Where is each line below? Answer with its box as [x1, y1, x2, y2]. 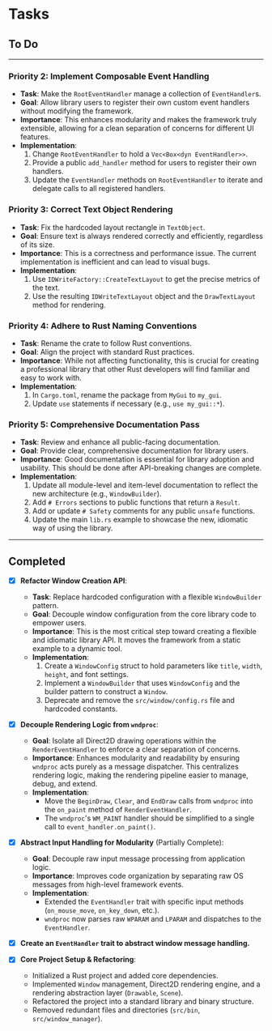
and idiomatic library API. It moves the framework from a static [32, 635, 241, 645]
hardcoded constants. [44, 704, 118, 714]
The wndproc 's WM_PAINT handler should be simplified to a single [44, 813, 255, 823]
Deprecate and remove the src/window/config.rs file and [44, 696, 235, 705]
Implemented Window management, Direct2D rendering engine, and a [32, 979, 261, 989]
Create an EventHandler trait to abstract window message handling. [19, 939, 250, 948]
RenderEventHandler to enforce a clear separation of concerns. [32, 744, 240, 754]
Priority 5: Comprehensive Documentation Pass [8, 419, 200, 430]
